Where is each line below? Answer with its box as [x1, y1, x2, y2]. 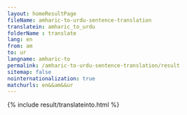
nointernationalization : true [7, 75, 96, 82]
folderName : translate [7, 29, 77, 37]
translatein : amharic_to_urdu [7, 23, 96, 30]
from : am [7, 43, 33, 49]
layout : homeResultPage [7, 10, 77, 17]
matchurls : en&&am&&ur [7, 82, 74, 89]
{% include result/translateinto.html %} [7, 100, 120, 109]
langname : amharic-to [7, 56, 71, 63]
